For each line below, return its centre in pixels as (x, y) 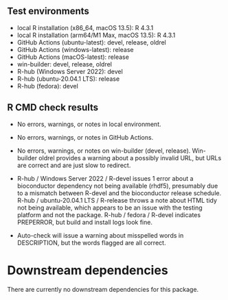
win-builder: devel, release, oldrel (64, 64)
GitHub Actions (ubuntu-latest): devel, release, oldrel (91, 42)
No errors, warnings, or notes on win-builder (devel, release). (104, 151)
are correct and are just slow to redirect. (74, 165)
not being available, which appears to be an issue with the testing (110, 208)
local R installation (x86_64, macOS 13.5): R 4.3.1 (85, 27)
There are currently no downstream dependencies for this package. (103, 289)
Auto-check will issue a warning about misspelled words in (100, 235)
